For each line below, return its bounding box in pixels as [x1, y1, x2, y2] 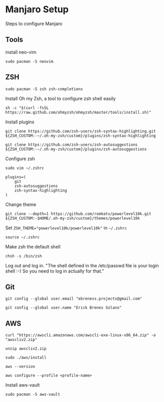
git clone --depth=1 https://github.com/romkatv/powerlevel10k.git [5, 211, 152, 216]
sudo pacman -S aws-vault [5, 392, 60, 397]
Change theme [5, 201, 37, 207]
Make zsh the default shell [5, 243, 61, 249]
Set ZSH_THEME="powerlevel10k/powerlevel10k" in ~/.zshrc [5, 224, 127, 231]
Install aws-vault [5, 382, 40, 388]
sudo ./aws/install [5, 355, 47, 361]
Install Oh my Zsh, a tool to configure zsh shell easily [5, 95, 116, 101]
